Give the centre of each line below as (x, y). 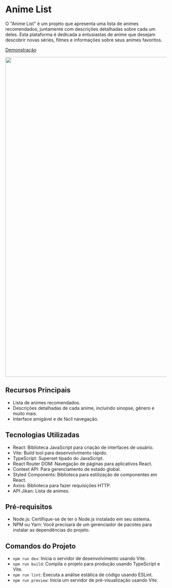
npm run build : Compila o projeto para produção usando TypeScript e (86, 564)
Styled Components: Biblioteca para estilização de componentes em (85, 474)
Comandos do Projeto (40, 546)
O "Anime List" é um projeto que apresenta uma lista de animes (72, 24)
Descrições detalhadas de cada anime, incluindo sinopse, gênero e (83, 408)
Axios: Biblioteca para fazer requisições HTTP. (62, 485)
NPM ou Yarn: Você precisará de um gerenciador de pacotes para (82, 525)
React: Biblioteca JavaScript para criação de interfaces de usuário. (83, 447)
